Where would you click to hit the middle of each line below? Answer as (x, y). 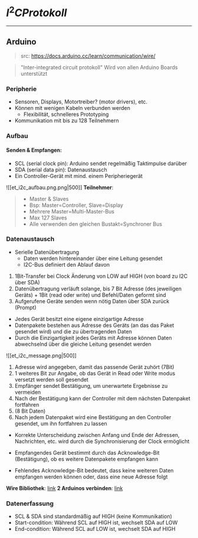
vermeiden (28, 392)
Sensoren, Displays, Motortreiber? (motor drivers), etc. (81, 102)
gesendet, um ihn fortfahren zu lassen (61, 423)
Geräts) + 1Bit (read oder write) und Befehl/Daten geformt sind (90, 295)
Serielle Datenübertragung (47, 252)
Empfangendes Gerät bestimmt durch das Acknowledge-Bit (87, 452)
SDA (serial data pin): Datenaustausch (61, 170)
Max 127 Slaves (48, 218)
